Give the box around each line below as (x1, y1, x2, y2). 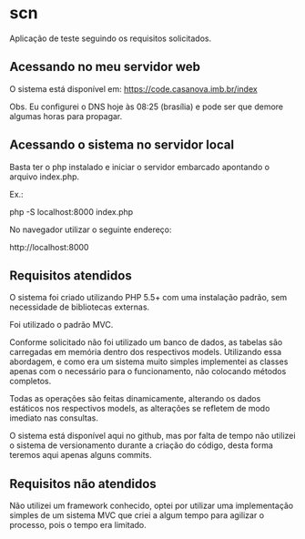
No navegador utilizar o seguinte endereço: (9, 224, 172, 235)
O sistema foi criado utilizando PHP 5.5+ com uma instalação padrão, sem (9, 292, 288, 303)
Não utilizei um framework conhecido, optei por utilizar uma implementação (9, 500, 294, 512)
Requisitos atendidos (9, 268, 132, 283)
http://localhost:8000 (9, 241, 89, 252)
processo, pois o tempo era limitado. (9, 520, 147, 531)
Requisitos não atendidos (9, 476, 157, 492)
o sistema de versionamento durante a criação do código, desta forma (9, 440, 273, 451)
